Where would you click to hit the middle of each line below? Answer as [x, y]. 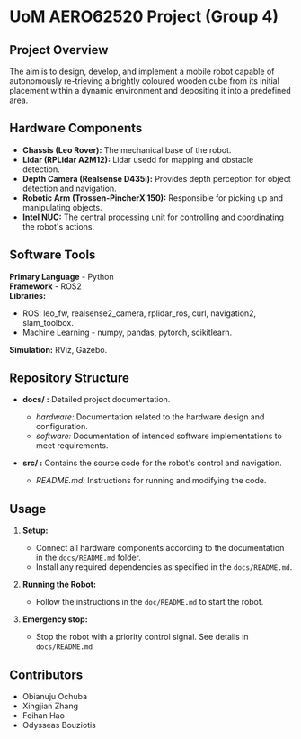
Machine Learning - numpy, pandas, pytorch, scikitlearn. [127, 332]
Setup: [35, 531]
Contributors [46, 675]
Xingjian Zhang [50, 706]
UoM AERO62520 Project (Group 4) [144, 17]
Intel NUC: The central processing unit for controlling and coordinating [153, 217]
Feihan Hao [44, 716]
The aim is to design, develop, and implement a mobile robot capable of [142, 71]
